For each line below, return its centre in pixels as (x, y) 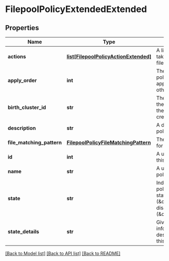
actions (17, 56)
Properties (22, 28)
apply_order (22, 80)
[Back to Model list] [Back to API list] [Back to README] (63, 253)
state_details (23, 232)
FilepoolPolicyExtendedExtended (76, 9)
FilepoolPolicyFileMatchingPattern (109, 143)
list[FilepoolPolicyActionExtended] (109, 56)
